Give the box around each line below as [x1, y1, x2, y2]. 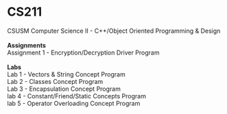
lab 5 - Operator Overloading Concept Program [7, 99, 141, 107]
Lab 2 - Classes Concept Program [7, 77, 104, 85]
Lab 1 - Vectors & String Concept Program [7, 70, 126, 79]
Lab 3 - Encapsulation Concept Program [7, 85, 121, 93]
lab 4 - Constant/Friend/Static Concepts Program [7, 91, 146, 100]
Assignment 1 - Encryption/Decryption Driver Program [7, 48, 160, 57]
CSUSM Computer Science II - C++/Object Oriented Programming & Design [7, 27, 221, 35]
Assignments [7, 41, 47, 49]
